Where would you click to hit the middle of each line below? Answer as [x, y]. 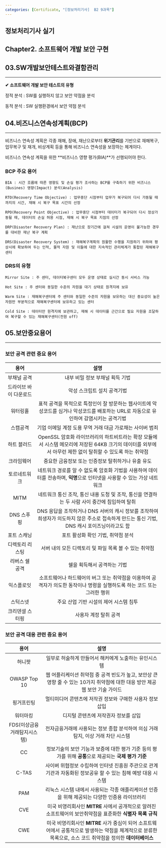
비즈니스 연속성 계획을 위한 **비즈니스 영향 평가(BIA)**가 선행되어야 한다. [76, 157]
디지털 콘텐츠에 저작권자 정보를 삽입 [102, 716]
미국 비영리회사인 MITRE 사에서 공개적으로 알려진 [102, 806]
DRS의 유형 [18, 266]
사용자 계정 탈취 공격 [98, 615]
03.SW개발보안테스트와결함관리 [52, 67]
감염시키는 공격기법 [105, 418]
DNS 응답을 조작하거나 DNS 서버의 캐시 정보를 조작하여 [98, 511]
